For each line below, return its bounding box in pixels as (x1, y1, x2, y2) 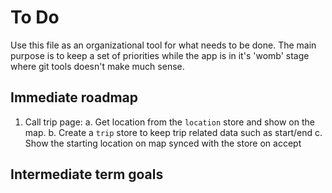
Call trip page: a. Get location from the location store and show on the (24, 116, 315, 128)
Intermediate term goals (10, 166, 164, 183)
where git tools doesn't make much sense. (10, 60, 185, 72)
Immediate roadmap (10, 89, 138, 106)
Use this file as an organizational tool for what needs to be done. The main (10, 39, 317, 51)
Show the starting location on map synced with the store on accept (24, 137, 302, 149)
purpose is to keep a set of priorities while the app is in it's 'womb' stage (10, 49, 310, 61)
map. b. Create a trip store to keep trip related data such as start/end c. (24, 126, 323, 138)
